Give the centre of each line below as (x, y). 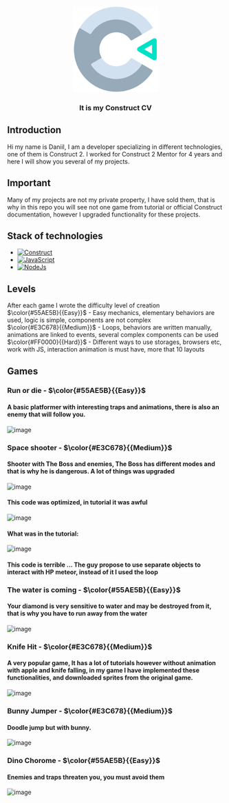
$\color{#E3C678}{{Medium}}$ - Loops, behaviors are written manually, (110, 327)
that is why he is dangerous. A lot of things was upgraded (91, 471)
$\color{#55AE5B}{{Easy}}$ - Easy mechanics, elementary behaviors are (111, 313)
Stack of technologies (55, 236)
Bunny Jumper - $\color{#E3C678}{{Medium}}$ (90, 711)
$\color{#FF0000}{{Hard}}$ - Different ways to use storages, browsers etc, (115, 342)
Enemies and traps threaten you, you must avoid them (86, 777)
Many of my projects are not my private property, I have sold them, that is (111, 200)
